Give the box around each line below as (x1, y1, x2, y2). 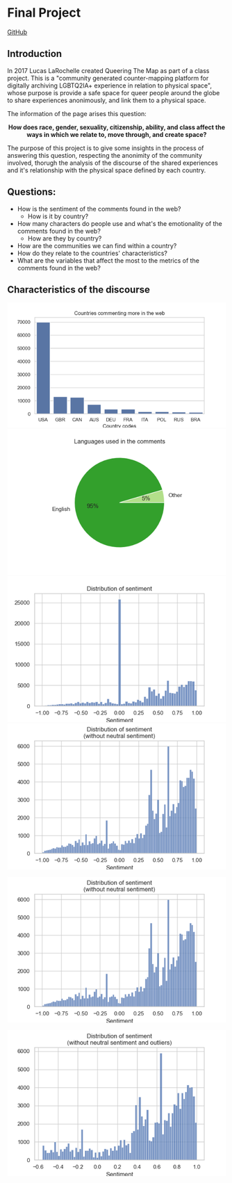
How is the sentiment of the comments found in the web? (17, 204, 181, 213)
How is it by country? (27, 212, 89, 220)
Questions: (7, 186, 56, 198)
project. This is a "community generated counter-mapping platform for (7, 74, 209, 82)
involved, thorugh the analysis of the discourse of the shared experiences (7, 158, 219, 167)
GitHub (7, 28, 28, 36)
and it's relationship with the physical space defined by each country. (7, 165, 206, 174)
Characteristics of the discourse (7, 284, 151, 295)
